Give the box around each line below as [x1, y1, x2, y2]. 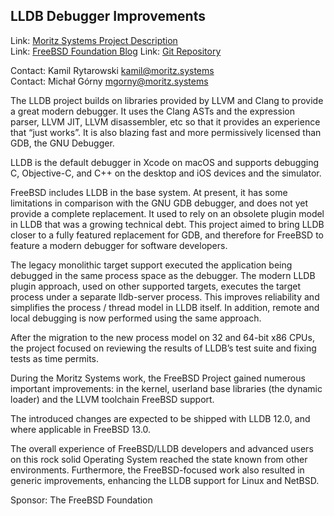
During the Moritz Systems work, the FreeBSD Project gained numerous [10, 372, 306, 384]
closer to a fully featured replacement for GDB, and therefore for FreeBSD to [10, 229, 324, 241]
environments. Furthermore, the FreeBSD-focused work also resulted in [10, 464, 305, 476]
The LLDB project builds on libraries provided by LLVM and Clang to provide [10, 94, 324, 106]
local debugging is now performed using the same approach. [10, 312, 262, 324]
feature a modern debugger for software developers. [10, 239, 228, 251]
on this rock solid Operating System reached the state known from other [10, 453, 308, 465]
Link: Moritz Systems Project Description [10, 34, 178, 46]
